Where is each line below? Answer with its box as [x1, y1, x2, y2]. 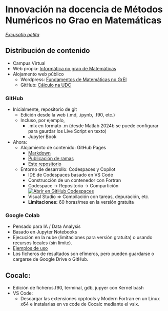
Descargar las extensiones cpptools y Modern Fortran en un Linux [20, 296, 160, 302]
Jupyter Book [28, 133, 57, 140]
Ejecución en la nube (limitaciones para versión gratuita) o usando [12, 235, 153, 241]
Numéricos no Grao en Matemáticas [5, 14, 162, 26]
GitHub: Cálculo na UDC [20, 82, 72, 88]
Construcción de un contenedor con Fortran [28, 177, 121, 183]
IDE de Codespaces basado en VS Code [28, 172, 114, 178]
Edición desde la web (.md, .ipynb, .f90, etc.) [20, 112, 115, 118]
